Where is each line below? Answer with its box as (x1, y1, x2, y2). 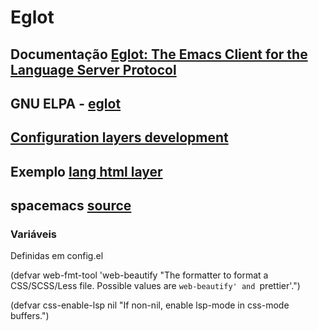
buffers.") (10, 310, 50, 322)
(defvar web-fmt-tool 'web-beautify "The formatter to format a (10, 269, 269, 281)
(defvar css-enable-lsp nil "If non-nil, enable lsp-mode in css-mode (10, 299, 290, 311)
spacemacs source (10, 197, 132, 215)
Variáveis (10, 227, 57, 241)
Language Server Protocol (10, 61, 177, 78)
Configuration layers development (10, 129, 229, 146)
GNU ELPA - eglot (10, 95, 122, 112)
